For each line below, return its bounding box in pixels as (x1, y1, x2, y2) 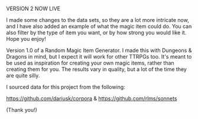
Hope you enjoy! (6, 36, 46, 42)
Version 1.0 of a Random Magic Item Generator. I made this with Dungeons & (6, 47, 192, 54)
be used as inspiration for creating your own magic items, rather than (6, 59, 174, 66)
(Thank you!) (6, 107, 37, 113)
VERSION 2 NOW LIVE (6, 5, 61, 12)
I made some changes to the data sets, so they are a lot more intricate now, (6, 17, 189, 23)
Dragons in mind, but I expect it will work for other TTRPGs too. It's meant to (6, 53, 192, 60)
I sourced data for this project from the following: (6, 83, 125, 91)
